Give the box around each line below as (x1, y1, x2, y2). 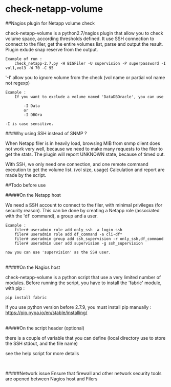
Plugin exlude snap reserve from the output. (5, 46, 98, 52)
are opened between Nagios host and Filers (5, 376, 98, 382)
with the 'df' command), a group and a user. (5, 213, 98, 219)
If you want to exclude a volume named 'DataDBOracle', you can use (14, 94, 164, 99)
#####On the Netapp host (5, 192, 61, 198)
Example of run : (5, 56, 42, 62)
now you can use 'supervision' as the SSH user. (5, 250, 111, 255)
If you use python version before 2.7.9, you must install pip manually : (5, 304, 152, 310)
